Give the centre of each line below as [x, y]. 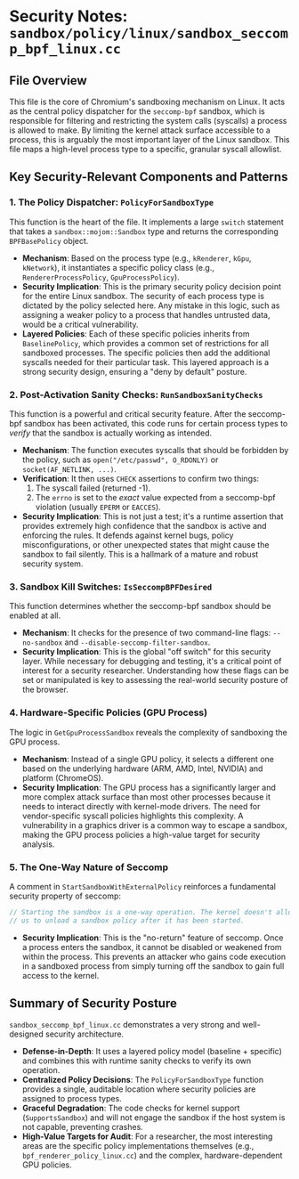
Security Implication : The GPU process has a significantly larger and [149, 787]
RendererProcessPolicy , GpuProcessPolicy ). [101, 277]
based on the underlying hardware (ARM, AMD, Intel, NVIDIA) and [142, 768]
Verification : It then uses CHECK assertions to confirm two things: [141, 478]
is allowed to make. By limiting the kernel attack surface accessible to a [140, 130]
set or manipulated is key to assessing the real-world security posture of [155, 680]
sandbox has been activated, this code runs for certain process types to [156, 423]
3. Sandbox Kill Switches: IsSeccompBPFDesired [111, 587]
